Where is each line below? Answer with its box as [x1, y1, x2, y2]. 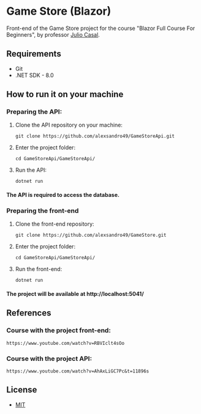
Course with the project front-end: [6, 326, 112, 335]
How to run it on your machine [6, 89, 124, 100]
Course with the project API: [6, 354, 93, 363]
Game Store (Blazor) [6, 4, 112, 18]
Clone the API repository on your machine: [15, 121, 123, 129]
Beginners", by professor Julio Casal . [6, 31, 100, 38]
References [6, 308, 51, 319]
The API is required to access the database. [6, 191, 119, 199]
